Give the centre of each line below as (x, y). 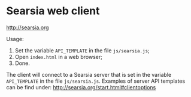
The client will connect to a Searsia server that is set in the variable (89, 74)
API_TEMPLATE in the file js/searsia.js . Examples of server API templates (96, 81)
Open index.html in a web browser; (59, 57)
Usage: (15, 39)
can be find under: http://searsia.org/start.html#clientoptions (81, 87)
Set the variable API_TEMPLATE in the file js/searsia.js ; (82, 50)
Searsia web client (53, 11)
